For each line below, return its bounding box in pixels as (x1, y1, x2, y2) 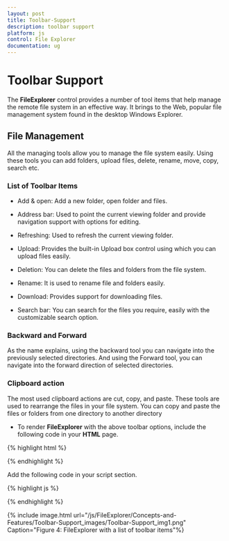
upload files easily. (17, 252, 71, 261)
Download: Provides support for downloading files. (17, 293, 163, 301)
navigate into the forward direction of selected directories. (7, 361, 173, 369)
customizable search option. (17, 314, 99, 322)
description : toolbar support (7, 23, 95, 30)
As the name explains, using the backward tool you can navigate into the (7, 346, 215, 355)
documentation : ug (7, 42, 60, 49)
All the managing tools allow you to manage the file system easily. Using (7, 149, 214, 157)
